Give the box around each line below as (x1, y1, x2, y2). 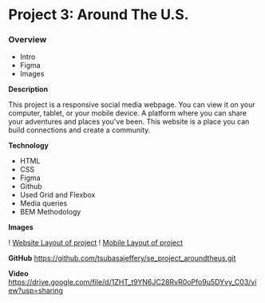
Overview (8, 34, 47, 45)
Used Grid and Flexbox (19, 190, 96, 200)
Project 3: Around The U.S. (8, 6, 189, 24)
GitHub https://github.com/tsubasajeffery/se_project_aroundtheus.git (8, 254, 236, 263)
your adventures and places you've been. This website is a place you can (8, 117, 250, 127)
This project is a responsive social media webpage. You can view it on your (8, 100, 255, 109)
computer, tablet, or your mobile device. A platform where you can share (8, 108, 247, 118)
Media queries (19, 199, 68, 208)
